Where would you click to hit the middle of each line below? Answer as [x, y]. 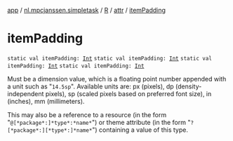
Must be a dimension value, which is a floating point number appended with [117, 79]
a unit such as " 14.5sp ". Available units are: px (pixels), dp [91, 86]
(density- [188, 86]
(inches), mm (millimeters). [46, 101]
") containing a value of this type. [140, 130]
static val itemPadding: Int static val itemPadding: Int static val [110, 58]
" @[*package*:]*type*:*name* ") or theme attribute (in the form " [99, 122]
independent [26, 93]
